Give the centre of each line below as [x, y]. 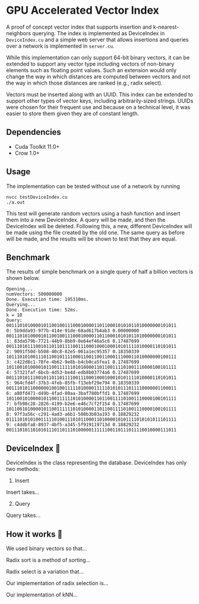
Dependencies [34, 132]
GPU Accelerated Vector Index [83, 10]
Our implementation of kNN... [42, 595]
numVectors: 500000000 [34, 294]
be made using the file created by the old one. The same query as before [96, 232]
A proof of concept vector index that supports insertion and [79, 27]
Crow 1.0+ [27, 153]
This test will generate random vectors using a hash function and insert [93, 213]
